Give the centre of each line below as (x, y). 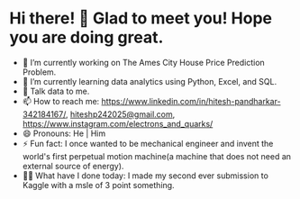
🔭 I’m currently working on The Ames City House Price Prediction (144, 62)
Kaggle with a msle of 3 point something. (98, 185)
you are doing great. (86, 37)
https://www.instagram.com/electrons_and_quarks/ (118, 123)
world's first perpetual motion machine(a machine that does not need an (156, 156)
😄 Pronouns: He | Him (64, 133)
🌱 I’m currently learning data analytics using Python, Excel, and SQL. (150, 81)
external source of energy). (73, 166)
